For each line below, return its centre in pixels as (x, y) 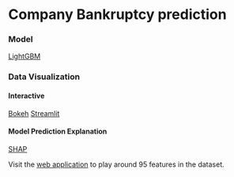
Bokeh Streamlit (34, 113)
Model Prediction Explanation (58, 131)
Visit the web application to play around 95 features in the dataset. (117, 164)
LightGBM (25, 56)
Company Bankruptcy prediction (117, 15)
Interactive (26, 96)
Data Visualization (44, 77)
